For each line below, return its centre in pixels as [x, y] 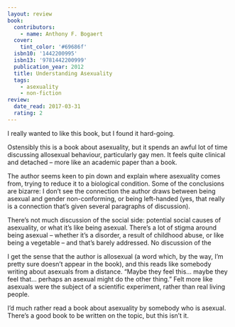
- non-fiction [41, 93]
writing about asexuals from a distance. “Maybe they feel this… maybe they [117, 272]
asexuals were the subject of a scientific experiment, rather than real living [116, 286]
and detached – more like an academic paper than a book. [92, 162]
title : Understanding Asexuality [63, 73]
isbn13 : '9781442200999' [50, 60]
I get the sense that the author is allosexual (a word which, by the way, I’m [115, 256]
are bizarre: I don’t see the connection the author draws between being [111, 191]
